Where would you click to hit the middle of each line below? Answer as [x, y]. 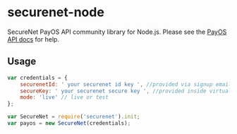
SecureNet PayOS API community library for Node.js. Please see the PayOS [117, 32]
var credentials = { [38, 78]
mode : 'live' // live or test [65, 97]
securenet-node [56, 12]
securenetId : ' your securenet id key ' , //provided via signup [116, 84]
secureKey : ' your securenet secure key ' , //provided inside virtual [126, 91]
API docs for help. [34, 39]
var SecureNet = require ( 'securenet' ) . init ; [74, 117]
